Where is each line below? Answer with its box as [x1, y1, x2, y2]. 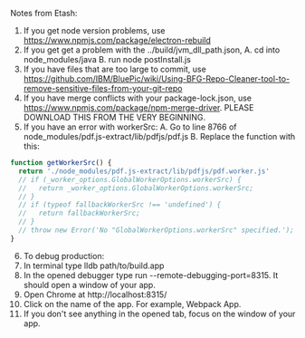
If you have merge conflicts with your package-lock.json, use [23, 92, 253, 103]
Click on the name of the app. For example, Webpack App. [23, 298, 242, 309]
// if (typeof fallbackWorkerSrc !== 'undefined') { [18, 200, 222, 209]
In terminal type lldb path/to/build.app [23, 260, 165, 271]
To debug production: [23, 250, 105, 261]
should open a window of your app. [23, 279, 157, 290]
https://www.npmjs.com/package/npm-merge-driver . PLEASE [23, 102, 254, 112]
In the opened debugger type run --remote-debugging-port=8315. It [23, 269, 279, 280]
